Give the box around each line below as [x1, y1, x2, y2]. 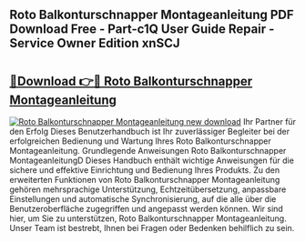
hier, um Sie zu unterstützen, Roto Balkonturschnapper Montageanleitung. [9, 213, 287, 224]
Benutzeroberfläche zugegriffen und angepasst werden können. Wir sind [9, 204, 284, 214]
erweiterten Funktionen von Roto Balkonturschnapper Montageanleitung [9, 175, 280, 185]
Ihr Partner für [242, 116, 297, 126]
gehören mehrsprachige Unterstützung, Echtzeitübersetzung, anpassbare [9, 184, 287, 195]
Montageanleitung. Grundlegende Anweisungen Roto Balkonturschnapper [9, 146, 287, 156]
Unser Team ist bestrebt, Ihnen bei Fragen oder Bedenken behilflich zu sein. [9, 223, 295, 233]
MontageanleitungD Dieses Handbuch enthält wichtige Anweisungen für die [9, 155, 294, 166]
